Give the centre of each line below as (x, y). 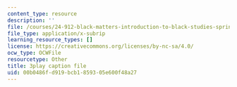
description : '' (31, 20)
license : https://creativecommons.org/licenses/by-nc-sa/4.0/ (101, 46)
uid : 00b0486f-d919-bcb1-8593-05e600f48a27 (72, 72)
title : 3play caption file (47, 66)
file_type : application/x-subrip (56, 33)
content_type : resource (42, 14)
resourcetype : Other (38, 60)
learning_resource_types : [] (50, 40)
